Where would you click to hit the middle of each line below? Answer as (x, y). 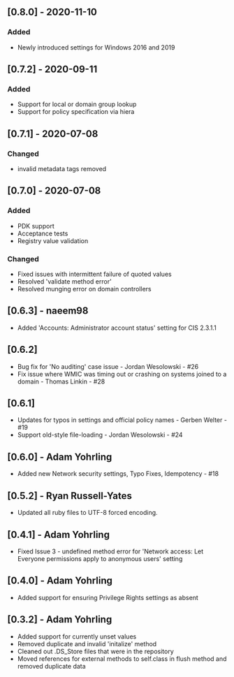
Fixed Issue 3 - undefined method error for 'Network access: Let (110, 551)
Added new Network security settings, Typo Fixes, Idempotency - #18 (118, 474)
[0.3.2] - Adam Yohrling (60, 619)
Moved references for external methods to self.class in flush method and (122, 658)
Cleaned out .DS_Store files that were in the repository (96, 651)
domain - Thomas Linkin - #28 (61, 381)
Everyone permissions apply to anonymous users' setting (100, 558)
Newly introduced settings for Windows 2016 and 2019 (96, 47)
